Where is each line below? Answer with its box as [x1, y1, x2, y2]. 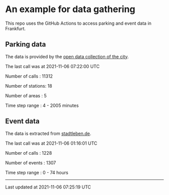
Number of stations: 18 [5, 83, 52, 89]
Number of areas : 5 [5, 92, 47, 99]
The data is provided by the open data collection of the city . [5, 53, 129, 59]
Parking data [5, 40, 46, 49]
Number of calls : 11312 [5, 73, 53, 79]
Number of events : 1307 [5, 160, 56, 166]
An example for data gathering [5, 4, 136, 15]
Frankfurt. [5, 25, 26, 31]
